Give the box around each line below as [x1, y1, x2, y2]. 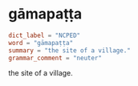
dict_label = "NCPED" [8, 31, 81, 39]
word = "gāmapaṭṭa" [8, 39, 74, 47]
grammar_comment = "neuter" [8, 54, 103, 62]
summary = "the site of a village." [8, 46, 131, 55]
